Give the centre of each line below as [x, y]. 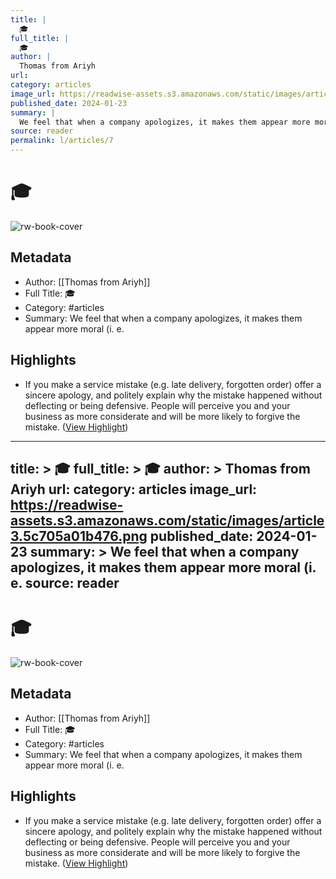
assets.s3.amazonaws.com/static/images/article [167, 520]
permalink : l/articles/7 [62, 141]
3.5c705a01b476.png [79, 536]
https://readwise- [67, 504]
